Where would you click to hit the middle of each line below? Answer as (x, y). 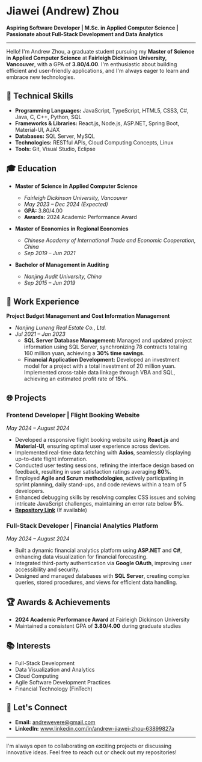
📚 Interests (29, 646)
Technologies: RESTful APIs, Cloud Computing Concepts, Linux (94, 142)
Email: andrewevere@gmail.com (55, 722)
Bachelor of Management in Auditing (62, 265)
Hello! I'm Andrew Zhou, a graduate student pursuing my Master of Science (100, 51)
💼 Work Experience (43, 301)
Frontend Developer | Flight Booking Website (73, 415)
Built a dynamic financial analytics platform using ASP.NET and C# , (98, 550)
